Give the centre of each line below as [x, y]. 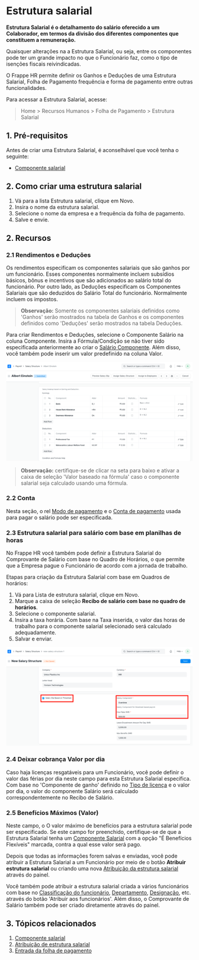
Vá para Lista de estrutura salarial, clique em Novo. [77, 595]
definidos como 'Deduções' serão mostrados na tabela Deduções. [102, 323]
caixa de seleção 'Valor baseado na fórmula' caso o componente [100, 476]
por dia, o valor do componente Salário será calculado [72, 791]
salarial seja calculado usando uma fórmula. [74, 483]
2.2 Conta [21, 498]
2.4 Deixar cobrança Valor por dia [56, 759]
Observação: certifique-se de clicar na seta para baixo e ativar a [100, 470]
